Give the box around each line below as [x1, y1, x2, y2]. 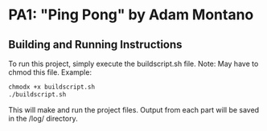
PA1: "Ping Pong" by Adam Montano [8, 6, 254, 24]
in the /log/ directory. [8, 113, 78, 123]
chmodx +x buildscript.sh [8, 83, 95, 91]
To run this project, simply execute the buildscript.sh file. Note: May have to [8, 59, 259, 68]
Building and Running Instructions [8, 38, 183, 51]
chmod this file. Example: [8, 68, 92, 77]
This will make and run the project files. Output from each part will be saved [8, 104, 260, 114]
